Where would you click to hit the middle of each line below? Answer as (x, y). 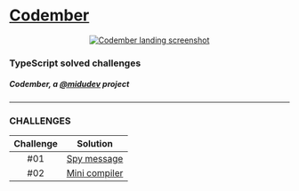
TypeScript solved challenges (75, 63)
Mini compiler (95, 173)
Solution (95, 144)
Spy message (95, 159)
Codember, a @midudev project (69, 84)
